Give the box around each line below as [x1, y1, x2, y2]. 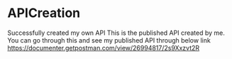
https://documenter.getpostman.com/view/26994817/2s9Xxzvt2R [7, 43, 200, 52]
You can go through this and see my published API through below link [7, 36, 211, 44]
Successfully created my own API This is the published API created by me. [7, 28, 226, 37]
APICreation [7, 5, 80, 21]
